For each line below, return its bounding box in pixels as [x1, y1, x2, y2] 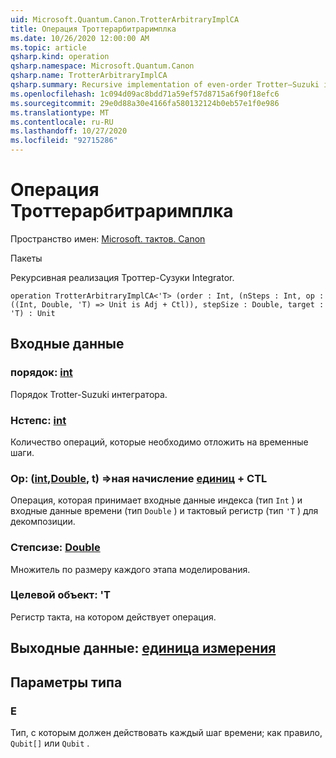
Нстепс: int [10, 413, 67, 427]
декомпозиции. [10, 516, 76, 528]
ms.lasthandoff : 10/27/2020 [10, 126, 128, 136]
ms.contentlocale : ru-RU [10, 117, 114, 127]
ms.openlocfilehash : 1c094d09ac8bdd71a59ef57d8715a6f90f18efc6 [10, 89, 280, 99]
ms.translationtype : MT [10, 107, 110, 118]
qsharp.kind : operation [10, 52, 110, 62]
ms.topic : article [10, 42, 87, 53]
